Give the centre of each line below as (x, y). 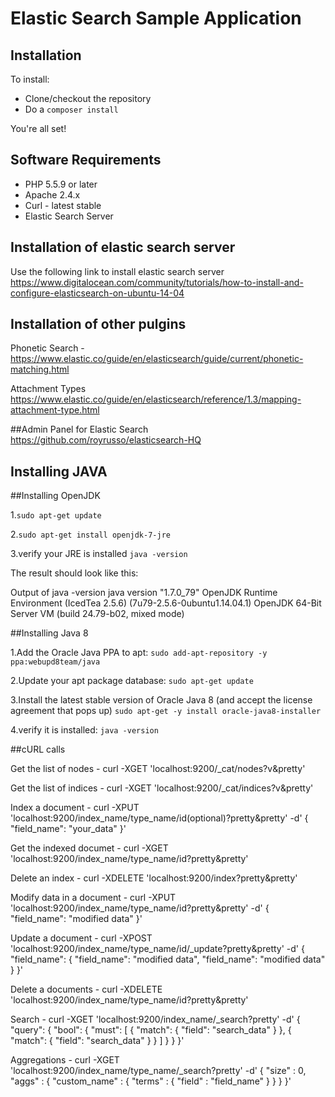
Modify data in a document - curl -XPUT (93, 898)
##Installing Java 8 (49, 633)
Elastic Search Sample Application (156, 18)
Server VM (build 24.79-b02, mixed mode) (97, 614)
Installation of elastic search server (123, 247)
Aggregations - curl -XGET (65, 1060)
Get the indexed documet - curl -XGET (89, 848)
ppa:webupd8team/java (55, 662)
